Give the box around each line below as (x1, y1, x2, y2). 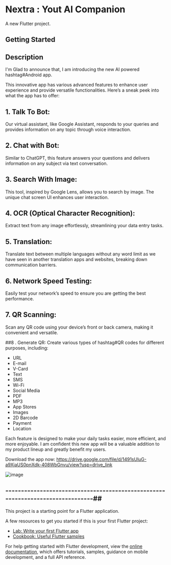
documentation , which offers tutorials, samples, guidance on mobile (5, 549, 148, 555)
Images (12, 409, 29, 415)
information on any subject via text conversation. (5, 160, 108, 166)
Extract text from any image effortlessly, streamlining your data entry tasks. (5, 223, 164, 229)
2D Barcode (12, 415, 38, 421)
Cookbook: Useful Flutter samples (12, 533, 85, 539)
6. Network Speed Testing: (5, 276, 92, 285)
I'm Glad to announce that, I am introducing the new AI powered (5, 67, 140, 73)
